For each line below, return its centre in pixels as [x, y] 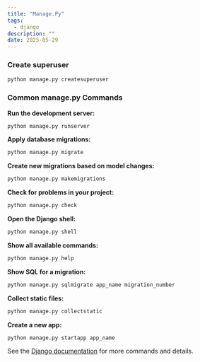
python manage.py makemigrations [57, 179]
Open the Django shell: [42, 219]
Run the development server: [51, 113]
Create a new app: [35, 325]
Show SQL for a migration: [47, 271]
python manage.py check [42, 206]
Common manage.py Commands [65, 98]
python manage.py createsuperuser [58, 80]
